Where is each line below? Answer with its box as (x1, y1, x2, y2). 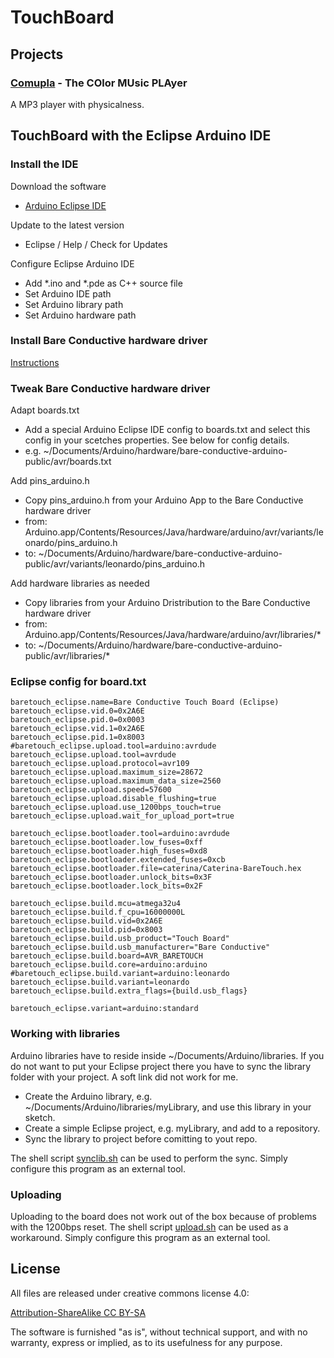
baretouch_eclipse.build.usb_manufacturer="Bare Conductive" (10, 942, 271, 953)
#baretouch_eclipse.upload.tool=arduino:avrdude (10, 741, 217, 751)
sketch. (24, 1111, 56, 1123)
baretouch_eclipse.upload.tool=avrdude (10, 750, 177, 760)
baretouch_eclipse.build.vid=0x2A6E (10, 916, 163, 926)
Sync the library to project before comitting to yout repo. (24, 1132, 258, 1145)
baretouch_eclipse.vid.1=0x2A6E (10, 724, 145, 734)
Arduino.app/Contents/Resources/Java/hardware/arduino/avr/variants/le (24, 526, 324, 538)
